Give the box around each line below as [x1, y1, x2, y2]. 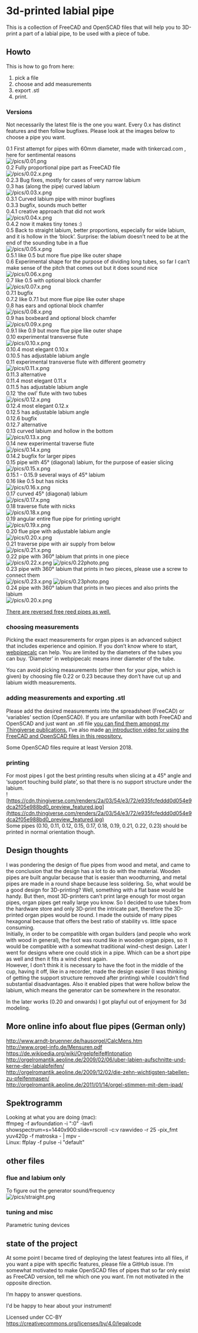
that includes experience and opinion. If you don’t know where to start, [6, 642, 178, 650]
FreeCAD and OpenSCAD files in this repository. [6, 732, 123, 739]
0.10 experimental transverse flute [6, 334, 88, 341]
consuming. [6, 924, 35, 931]
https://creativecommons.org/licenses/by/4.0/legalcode [6, 1320, 141, 1327]
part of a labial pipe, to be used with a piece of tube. [22, 30, 150, 37]
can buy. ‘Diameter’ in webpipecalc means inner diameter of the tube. [6, 655, 176, 662]
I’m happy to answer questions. [6, 1291, 82, 1298]
